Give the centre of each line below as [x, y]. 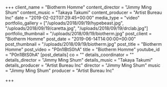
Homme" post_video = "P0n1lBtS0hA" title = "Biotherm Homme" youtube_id [83, 49]
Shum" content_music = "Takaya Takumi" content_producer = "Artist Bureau [83, 12]
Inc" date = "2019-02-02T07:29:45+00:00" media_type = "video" [73, 18]
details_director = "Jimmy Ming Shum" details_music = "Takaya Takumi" [79, 60]
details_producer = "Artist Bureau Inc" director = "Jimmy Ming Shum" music [83, 65]
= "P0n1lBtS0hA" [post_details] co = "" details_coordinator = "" [70, 55]
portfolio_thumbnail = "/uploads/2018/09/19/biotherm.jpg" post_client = [79, 34]
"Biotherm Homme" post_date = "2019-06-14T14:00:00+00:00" [71, 39]
